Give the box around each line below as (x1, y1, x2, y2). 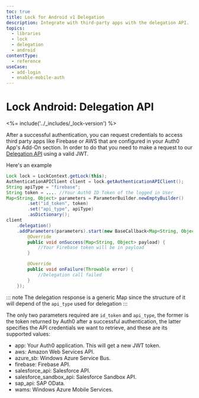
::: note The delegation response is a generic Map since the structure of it (6, 294, 185, 301)
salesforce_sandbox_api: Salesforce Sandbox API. (14, 373, 137, 380)
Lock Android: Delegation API (6, 100, 154, 114)
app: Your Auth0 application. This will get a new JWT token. (14, 342, 161, 349)
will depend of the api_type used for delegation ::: (6, 300, 128, 307)
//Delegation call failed (37, 272, 102, 278)
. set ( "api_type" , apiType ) (27, 206, 94, 212)
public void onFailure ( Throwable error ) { (27, 267, 134, 272)
